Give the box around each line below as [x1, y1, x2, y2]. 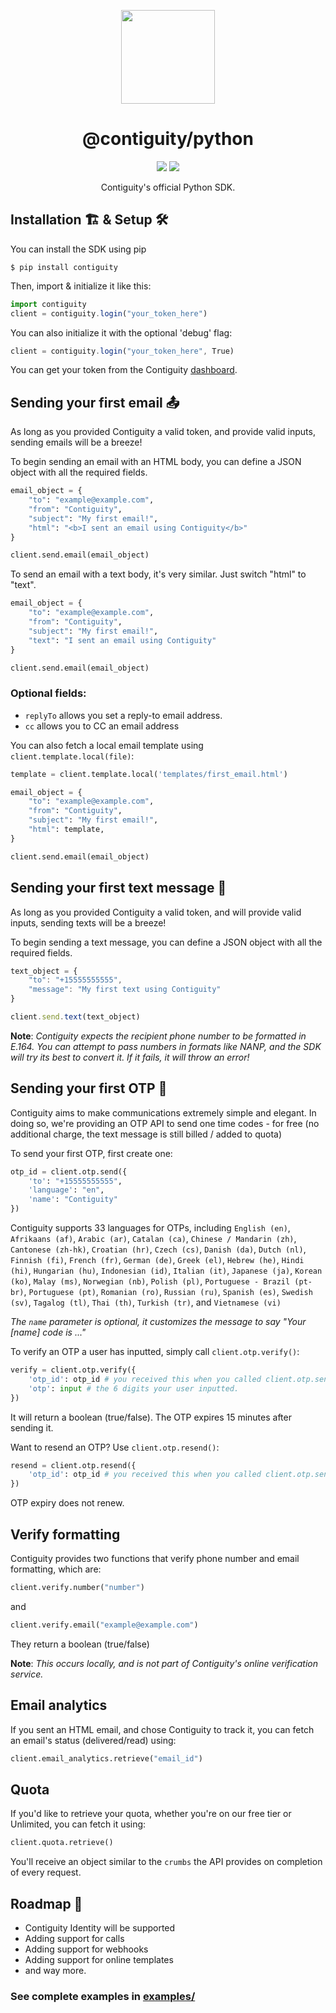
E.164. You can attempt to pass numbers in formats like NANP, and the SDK [10, 1040, 322, 1052]
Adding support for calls [24, 1932, 125, 1944]
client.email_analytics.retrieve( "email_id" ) [10, 1753, 203, 1764]
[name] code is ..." [10, 1326, 87, 1339]
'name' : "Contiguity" [28, 1195, 118, 1205]
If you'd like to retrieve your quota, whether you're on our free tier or [10, 1808, 292, 1820]
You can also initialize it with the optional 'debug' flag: [10, 326, 233, 339]
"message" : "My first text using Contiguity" [28, 985, 222, 995]
